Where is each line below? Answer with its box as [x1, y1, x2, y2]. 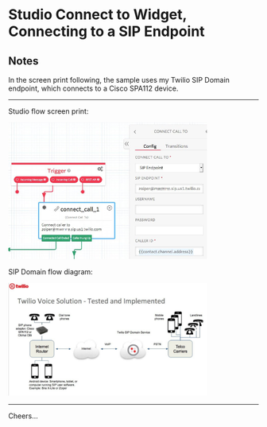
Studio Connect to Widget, [8, 6, 188, 24]
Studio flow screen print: [8, 107, 89, 116]
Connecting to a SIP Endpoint [8, 22, 205, 41]
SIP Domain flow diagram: [8, 267, 93, 277]
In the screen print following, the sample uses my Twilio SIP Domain [8, 76, 230, 84]
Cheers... [8, 411, 38, 421]
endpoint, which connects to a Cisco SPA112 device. [8, 83, 179, 93]
